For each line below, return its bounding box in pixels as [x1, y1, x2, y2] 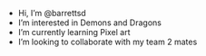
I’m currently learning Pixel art [17, 27, 131, 37]
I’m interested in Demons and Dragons [17, 17, 162, 28]
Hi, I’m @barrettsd [17, 8, 86, 18]
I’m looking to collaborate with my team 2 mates [17, 36, 198, 47]
